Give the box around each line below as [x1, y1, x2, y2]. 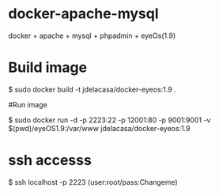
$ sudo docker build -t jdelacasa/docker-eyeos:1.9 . [8, 84, 176, 94]
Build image [8, 58, 88, 77]
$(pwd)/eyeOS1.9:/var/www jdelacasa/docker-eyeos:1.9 [8, 123, 191, 133]
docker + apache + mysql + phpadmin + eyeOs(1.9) [8, 31, 176, 40]
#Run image [8, 99, 47, 109]
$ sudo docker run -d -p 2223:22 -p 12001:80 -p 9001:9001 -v [8, 115, 211, 125]
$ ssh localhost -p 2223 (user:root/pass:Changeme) [8, 177, 178, 186]
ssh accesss [8, 152, 93, 170]
